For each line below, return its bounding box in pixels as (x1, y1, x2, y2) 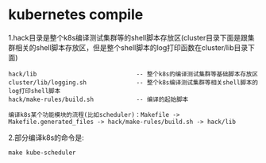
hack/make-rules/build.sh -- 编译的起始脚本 (8, 95, 189, 103)
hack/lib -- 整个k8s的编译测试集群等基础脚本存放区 (8, 70, 258, 78)
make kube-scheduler (8, 149, 77, 157)
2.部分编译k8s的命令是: (8, 133, 85, 142)
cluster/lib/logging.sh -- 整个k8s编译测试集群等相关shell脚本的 (8, 78, 258, 87)
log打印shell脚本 (8, 87, 61, 95)
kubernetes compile (8, 6, 144, 24)
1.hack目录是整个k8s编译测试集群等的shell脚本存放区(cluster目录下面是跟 (8, 33, 248, 42)
